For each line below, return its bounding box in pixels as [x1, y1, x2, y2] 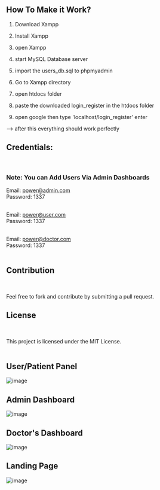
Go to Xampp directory [14, 78, 71, 86]
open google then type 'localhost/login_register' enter [14, 113, 148, 120]
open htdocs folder [14, 90, 62, 98]
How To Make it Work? [6, 5, 91, 15]
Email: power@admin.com [6, 187, 70, 194]
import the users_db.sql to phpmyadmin [14, 67, 113, 74]
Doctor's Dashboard [6, 428, 83, 438]
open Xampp [14, 44, 47, 51]
